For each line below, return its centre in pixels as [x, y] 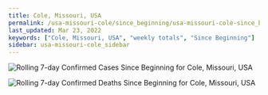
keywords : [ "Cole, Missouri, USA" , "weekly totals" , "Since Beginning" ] [132, 38]
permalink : [26, 23]
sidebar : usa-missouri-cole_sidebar [69, 45]
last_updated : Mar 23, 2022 [55, 30]
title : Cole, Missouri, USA [55, 15]
